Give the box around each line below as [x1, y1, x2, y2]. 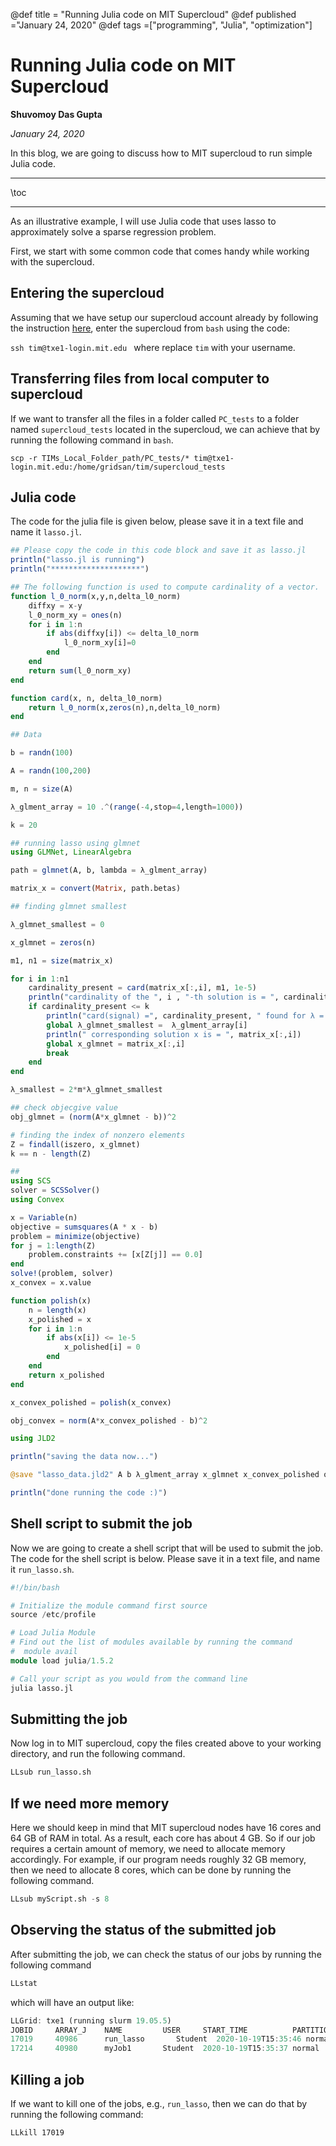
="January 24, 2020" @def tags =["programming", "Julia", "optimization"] [10, 19, 313, 31]
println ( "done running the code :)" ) [10, 1488, 168, 1498]
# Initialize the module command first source [10, 1600, 208, 1611]
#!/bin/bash [10, 1582, 60, 1593]
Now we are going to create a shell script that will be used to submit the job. [10, 1542, 324, 1554]
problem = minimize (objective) [10, 1231, 141, 1241]
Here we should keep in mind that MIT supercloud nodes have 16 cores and [10, 1822, 322, 1834]
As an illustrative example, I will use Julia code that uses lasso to [10, 215, 277, 227]
